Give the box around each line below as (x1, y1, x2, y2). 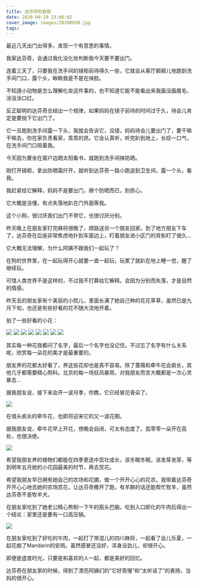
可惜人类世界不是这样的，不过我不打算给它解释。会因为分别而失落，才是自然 (6, 277, 192, 284)
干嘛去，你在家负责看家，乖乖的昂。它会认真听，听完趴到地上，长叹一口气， (6, 134, 192, 142)
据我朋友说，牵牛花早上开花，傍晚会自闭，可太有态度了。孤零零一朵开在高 (6, 425, 187, 432)
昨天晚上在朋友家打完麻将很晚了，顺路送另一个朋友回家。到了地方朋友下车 (6, 225, 187, 232)
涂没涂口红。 (6, 95, 37, 102)
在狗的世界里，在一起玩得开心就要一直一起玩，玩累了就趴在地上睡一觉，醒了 (6, 257, 192, 264)
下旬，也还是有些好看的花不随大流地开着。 (11, 304, 115, 312)
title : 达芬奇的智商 (6, 8, 51, 15)
